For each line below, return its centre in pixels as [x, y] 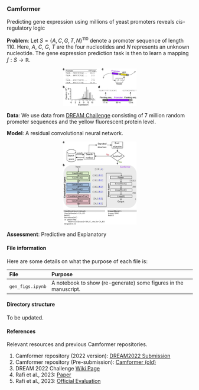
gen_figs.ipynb [28, 286]
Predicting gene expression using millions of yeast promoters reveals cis [95, 22]
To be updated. [25, 318]
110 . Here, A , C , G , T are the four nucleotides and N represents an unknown [98, 47]
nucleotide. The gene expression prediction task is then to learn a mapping [98, 53]
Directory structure [31, 305]
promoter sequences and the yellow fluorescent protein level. [81, 122]
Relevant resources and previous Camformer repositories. [77, 344]
